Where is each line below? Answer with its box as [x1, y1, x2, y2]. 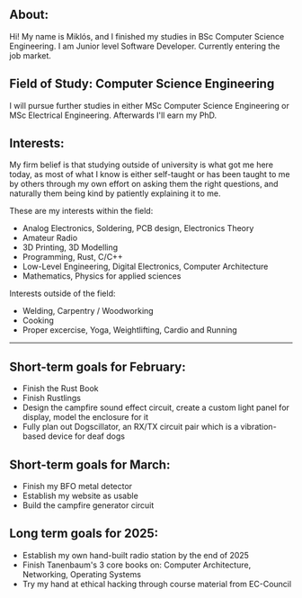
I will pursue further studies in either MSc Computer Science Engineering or [9, 100, 289, 111]
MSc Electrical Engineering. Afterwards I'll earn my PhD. [9, 110, 218, 120]
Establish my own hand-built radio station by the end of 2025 [22, 549, 250, 560]
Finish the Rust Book [22, 383, 99, 394]
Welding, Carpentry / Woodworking [22, 306, 155, 317]
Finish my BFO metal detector [22, 481, 133, 492]
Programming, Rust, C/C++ [22, 252, 123, 263]
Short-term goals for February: [9, 359, 186, 374]
